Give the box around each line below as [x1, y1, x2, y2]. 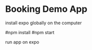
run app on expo [5, 39, 39, 45]
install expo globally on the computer [5, 20, 82, 26]
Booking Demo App [5, 3, 87, 15]
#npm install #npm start [5, 29, 55, 35]
